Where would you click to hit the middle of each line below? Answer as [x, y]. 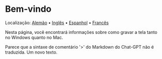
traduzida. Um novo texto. [31, 52]
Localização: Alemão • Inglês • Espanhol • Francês [57, 23]
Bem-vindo [28, 9]
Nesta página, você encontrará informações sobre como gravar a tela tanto [81, 32]
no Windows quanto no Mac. [34, 37]
